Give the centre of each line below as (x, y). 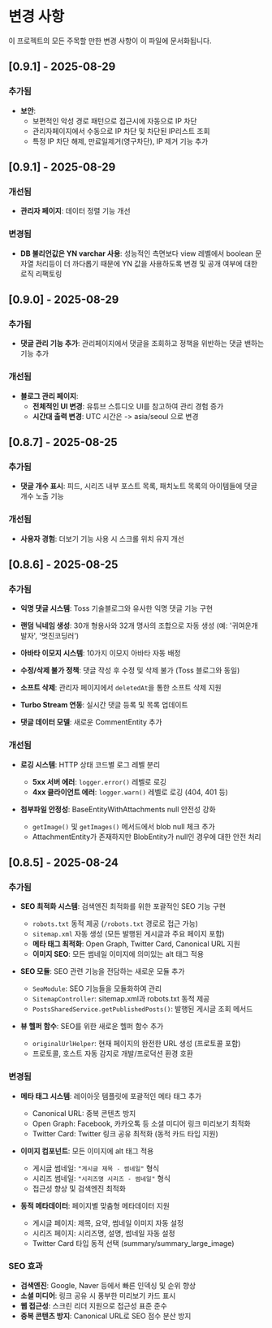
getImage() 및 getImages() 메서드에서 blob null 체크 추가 (123, 826)
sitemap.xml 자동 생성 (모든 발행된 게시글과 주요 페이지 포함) (128, 934)
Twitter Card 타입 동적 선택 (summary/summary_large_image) (133, 1243)
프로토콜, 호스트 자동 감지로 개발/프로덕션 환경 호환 (112, 1053)
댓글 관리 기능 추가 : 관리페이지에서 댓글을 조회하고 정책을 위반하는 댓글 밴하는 (142, 344)
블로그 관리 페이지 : (49, 396)
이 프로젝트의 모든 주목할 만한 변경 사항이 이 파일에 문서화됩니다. (110, 41)
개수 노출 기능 (42, 496)
